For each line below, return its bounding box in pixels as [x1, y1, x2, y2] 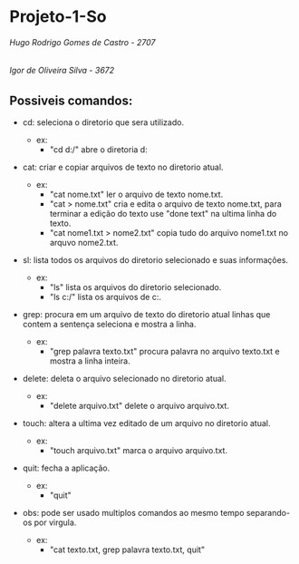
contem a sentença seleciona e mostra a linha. [22, 319, 197, 330]
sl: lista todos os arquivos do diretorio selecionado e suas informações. [22, 255, 288, 266]
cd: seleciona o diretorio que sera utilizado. [22, 117, 184, 128]
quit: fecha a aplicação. [22, 462, 111, 473]
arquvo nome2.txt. [49, 238, 119, 248]
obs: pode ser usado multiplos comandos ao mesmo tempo [22, 508, 245, 519]
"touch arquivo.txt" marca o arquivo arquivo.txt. [49, 445, 228, 456]
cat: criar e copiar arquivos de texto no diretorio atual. [22, 161, 224, 173]
